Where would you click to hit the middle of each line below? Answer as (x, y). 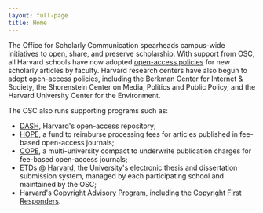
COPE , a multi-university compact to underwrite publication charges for (135, 151)
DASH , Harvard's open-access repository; (88, 126)
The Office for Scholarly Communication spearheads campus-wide (117, 45)
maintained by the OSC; (58, 184)
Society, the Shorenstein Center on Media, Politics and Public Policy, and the (132, 86)
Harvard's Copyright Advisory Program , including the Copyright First (130, 193)
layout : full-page (38, 15)
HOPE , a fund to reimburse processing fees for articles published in (128, 134)
